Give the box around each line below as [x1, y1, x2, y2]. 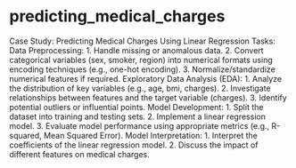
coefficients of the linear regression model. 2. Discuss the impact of [9, 140, 259, 150]
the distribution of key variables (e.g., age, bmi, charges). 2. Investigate [9, 83, 271, 93]
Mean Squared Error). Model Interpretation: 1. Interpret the [43, 130, 259, 140]
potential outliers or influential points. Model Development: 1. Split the [9, 101, 264, 112]
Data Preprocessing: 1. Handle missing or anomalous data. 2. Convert [9, 44, 265, 55]
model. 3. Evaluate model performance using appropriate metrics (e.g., [9, 120, 270, 131]
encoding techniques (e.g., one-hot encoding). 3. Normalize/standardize [9, 64, 276, 75]
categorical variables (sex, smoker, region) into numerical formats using [9, 54, 274, 65]
